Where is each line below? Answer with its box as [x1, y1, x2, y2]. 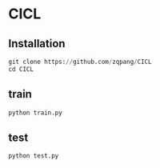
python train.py [8, 109, 62, 117]
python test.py [8, 152, 59, 160]
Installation [8, 37, 66, 50]
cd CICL [8, 65, 34, 73]
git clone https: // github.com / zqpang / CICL [8, 58, 152, 66]
